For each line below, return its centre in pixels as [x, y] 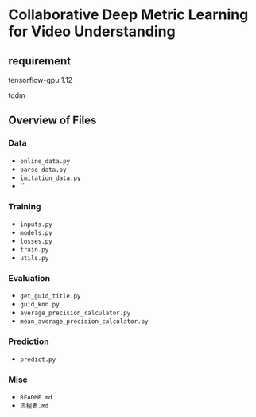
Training [25, 206]
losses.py [36, 241]
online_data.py [45, 161]
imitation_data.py [50, 178]
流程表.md [34, 406]
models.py [36, 232]
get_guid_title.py [50, 296]
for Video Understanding [92, 31]
